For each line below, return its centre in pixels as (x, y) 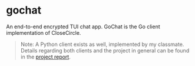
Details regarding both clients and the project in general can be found (105, 50)
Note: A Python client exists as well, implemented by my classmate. (102, 44)
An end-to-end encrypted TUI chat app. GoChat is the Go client (83, 27)
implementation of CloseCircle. (44, 32)
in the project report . (45, 57)
